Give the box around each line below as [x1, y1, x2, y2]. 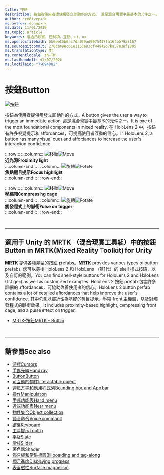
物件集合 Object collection [12, 409, 64, 415]
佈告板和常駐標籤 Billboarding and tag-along [12, 452, 100, 458]
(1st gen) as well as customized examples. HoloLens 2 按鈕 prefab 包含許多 [5, 278, 156, 284]
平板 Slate [12, 434, 31, 440]
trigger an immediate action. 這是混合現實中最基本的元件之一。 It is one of [5, 118, 153, 124]
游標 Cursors [12, 361, 38, 367]
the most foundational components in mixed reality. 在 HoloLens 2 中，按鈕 [5, 124, 156, 130]
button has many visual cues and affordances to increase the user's [5, 136, 142, 142]
